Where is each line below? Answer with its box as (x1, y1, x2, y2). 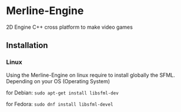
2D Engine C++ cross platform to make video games (6, 23, 133, 30)
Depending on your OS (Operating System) (6, 77, 110, 84)
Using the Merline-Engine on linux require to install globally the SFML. (6, 72, 175, 79)
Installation (6, 40, 48, 50)
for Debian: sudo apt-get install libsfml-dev (6, 89, 119, 96)
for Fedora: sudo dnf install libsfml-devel (6, 100, 113, 107)
